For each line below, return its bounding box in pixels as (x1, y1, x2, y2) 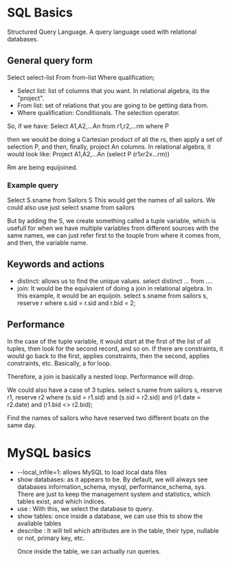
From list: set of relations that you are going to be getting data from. (16, 101, 209, 110)
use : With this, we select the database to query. (16, 504, 154, 512)
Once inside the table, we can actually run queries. (16, 547, 161, 555)
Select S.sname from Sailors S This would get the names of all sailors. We (7, 196, 216, 205)
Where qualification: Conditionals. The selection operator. (16, 108, 181, 116)
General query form (7, 55, 93, 67)
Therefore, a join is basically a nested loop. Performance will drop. (7, 372, 195, 380)
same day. (7, 421, 36, 429)
